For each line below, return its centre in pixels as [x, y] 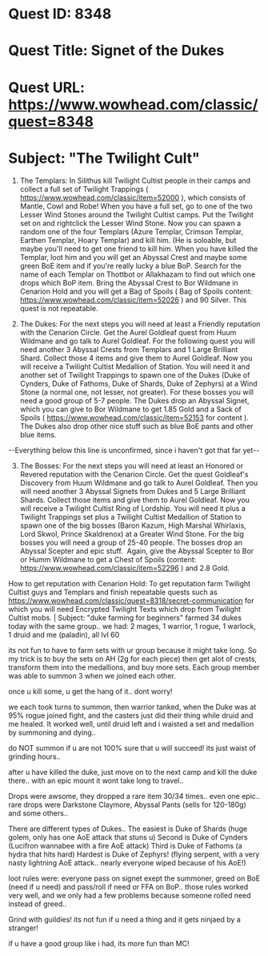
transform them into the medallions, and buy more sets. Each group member [134, 667]
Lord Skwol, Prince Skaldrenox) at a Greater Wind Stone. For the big [132, 533]
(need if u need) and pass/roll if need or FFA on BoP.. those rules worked [128, 886]
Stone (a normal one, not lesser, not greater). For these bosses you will [137, 392]
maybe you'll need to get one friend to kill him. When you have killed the [139, 249]
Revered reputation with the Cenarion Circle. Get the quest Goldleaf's [134, 474]
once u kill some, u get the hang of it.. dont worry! [91, 691]
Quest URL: [47, 87]
